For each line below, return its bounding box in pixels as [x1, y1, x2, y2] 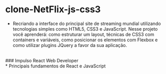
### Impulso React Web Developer [5, 57, 79, 63]
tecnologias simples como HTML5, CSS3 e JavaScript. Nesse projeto [12, 26, 158, 32]
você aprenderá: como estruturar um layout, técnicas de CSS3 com [12, 31, 154, 37]
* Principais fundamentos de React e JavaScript [5, 63, 106, 69]
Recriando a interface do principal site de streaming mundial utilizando [12, 20, 161, 27]
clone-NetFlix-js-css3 [5, 4, 101, 15]
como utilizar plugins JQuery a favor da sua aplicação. [12, 42, 127, 48]
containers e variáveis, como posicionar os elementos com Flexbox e [12, 37, 158, 43]
